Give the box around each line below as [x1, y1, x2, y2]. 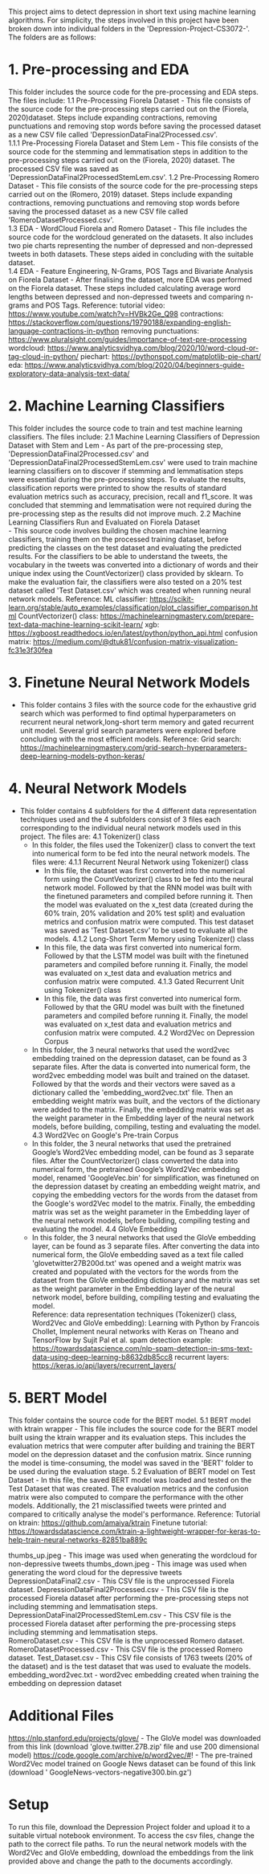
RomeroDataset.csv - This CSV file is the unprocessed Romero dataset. [8, 1635, 245, 1645]
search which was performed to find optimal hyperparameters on [19, 708, 237, 718]
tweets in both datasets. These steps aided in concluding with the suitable [8, 249, 255, 259]
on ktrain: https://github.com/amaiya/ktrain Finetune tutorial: [8, 1517, 208, 1527]
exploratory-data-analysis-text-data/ [8, 369, 130, 378]
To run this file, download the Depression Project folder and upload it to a [8, 1822, 251, 1831]
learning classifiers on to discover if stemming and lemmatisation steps [8, 466, 243, 476]
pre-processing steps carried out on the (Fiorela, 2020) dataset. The [8, 155, 235, 165]
